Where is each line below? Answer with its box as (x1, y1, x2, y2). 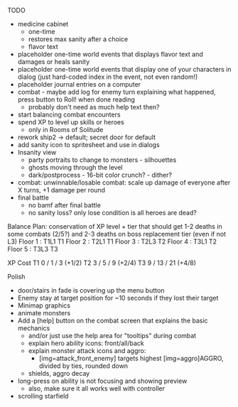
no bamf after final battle (28, 201, 101, 209)
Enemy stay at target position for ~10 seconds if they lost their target (17, 294, 219, 302)
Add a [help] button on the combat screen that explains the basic (17, 316, 208, 325)
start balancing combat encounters (17, 110, 121, 119)
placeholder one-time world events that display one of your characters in (17, 65, 232, 73)
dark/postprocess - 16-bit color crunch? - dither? (28, 170, 173, 179)
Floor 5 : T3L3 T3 (7, 245, 58, 253)
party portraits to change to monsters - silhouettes (28, 156, 177, 164)
